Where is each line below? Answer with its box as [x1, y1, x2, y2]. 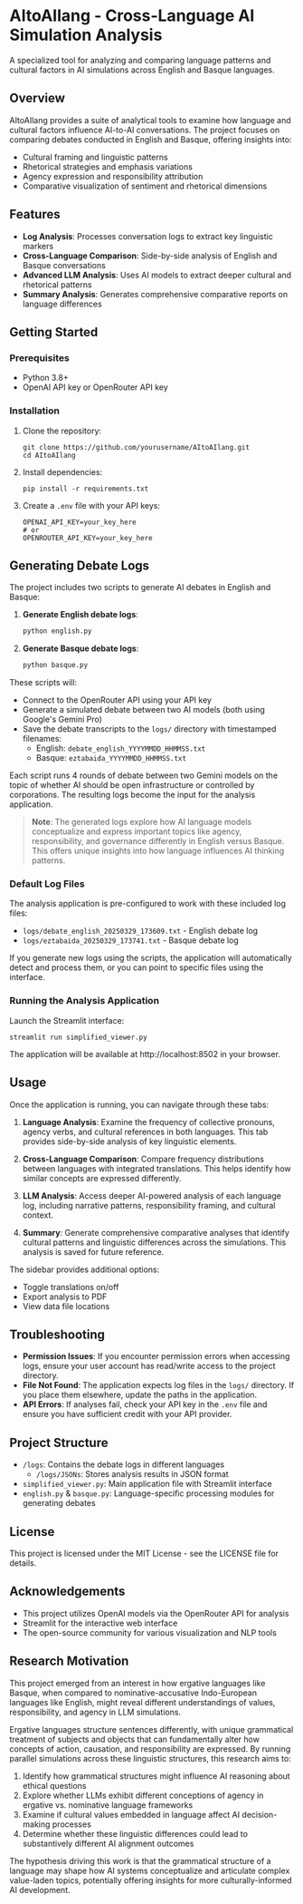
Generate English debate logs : [22, 609, 138, 620]
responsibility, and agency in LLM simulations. [9, 1706, 182, 1717]
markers [22, 240, 54, 251]
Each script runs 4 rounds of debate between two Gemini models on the [9, 770, 279, 781]
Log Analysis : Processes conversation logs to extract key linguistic [22, 230, 273, 241]
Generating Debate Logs [9, 558, 150, 573]
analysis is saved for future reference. [22, 1246, 165, 1257]
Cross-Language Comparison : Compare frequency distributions [22, 1153, 265, 1164]
